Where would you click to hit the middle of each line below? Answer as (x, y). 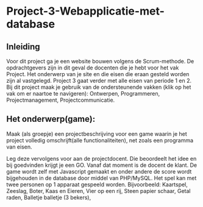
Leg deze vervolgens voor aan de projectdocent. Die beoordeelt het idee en (101, 158)
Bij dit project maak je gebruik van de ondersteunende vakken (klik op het (99, 87)
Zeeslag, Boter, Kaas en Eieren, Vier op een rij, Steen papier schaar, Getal (98, 191)
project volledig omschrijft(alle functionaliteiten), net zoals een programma (100, 140)
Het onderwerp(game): (51, 119)
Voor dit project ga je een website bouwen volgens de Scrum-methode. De (100, 61)
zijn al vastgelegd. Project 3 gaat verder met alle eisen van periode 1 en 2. (99, 81)
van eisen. (19, 147)
